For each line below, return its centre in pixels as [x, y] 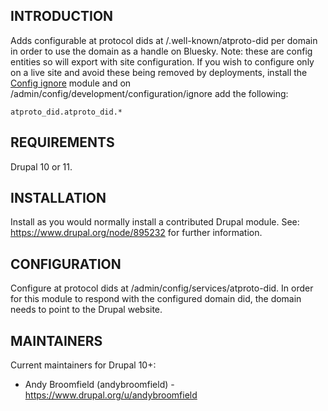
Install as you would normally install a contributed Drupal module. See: [155, 222]
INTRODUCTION [62, 16]
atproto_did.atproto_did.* [66, 112]
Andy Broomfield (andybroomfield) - [99, 385]
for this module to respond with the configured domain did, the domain [156, 299]
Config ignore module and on [71, 83]
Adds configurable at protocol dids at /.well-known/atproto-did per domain [164, 40]
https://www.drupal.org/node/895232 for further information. [136, 233]
